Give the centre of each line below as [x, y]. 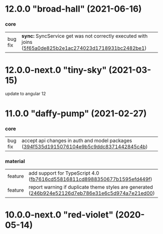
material [15, 161]
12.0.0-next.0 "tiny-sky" [56, 70]
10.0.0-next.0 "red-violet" [59, 215]
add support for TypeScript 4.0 [64, 173]
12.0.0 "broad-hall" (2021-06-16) [73, 9]
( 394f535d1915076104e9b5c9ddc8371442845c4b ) [85, 146]
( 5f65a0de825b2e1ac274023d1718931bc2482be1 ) [84, 48]
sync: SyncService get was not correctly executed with [85, 36]
